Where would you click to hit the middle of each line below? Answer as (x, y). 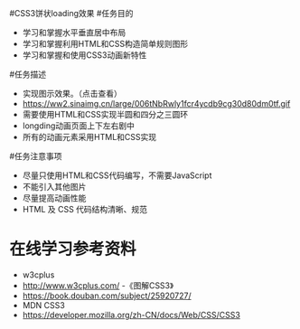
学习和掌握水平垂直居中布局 (74, 33)
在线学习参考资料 (73, 249)
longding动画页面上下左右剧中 (79, 126)
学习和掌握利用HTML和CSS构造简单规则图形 (105, 44)
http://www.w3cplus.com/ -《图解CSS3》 (98, 285)
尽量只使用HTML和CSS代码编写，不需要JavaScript (117, 175)
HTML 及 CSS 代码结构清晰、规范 (84, 209)
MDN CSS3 (43, 305)
